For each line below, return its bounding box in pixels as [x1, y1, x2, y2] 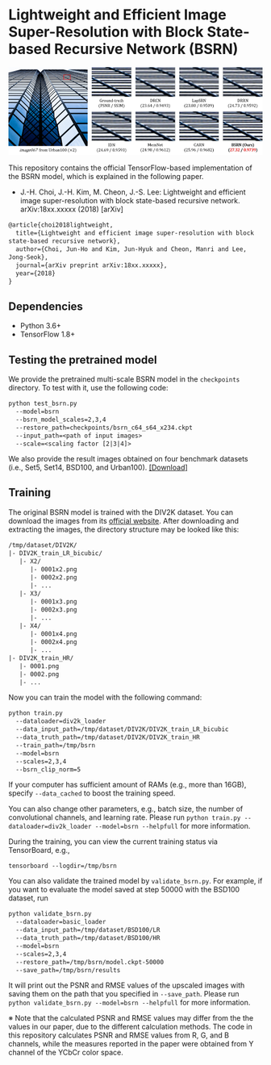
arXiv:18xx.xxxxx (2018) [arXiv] [19, 204, 123, 215]
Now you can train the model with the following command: [8, 692, 202, 702]
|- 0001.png [19, 662, 60, 670]
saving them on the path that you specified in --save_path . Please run [8, 988, 240, 998]
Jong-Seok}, [8, 253, 48, 261]
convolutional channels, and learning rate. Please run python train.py [8, 812, 241, 822]
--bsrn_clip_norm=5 [15, 765, 81, 774]
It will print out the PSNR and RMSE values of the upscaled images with [8, 980, 245, 990]
